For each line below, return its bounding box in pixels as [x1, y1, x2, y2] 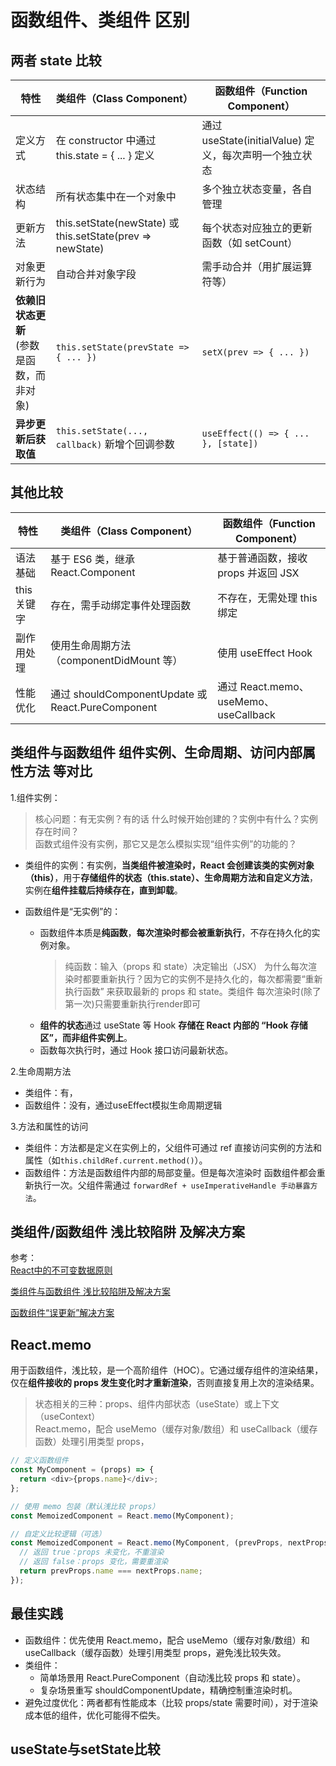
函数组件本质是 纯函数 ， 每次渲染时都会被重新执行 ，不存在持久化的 [39, 926, 312, 938]
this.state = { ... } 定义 [55, 149, 155, 162]
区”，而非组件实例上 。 [39, 1031, 133, 1043]
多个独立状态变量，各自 [201, 182, 313, 196]
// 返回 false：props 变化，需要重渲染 [19, 1557, 169, 1567]
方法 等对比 [23, 763, 93, 780]
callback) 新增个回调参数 [55, 437, 175, 451]
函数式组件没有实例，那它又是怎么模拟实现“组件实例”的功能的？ [34, 837, 298, 850]
